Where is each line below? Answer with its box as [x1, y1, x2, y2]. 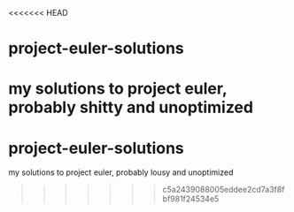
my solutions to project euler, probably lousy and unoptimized [8, 167, 234, 178]
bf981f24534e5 [162, 193, 220, 204]
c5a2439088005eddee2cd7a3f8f [162, 185, 285, 195]
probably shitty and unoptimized [8, 97, 254, 117]
